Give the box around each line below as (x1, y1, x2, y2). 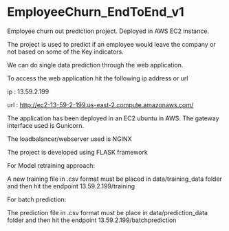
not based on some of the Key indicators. (7, 47, 124, 56)
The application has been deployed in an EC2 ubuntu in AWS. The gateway (7, 114, 219, 122)
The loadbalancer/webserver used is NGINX (7, 135, 132, 143)
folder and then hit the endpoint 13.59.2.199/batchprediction (7, 216, 177, 224)
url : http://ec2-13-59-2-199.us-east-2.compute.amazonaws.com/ (7, 100, 194, 109)
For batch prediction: (7, 195, 67, 203)
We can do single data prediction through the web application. (7, 60, 184, 69)
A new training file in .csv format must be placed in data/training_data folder (7, 175, 222, 183)
